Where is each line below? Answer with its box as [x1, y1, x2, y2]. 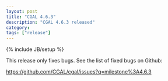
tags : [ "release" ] [6, 30, 51, 36]
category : [6, 24, 30, 31]
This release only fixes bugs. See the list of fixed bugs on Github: [6, 57, 163, 64]
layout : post [6, 8, 38, 14]
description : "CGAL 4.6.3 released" [6, 19, 95, 25]
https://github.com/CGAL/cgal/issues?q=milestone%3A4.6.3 [6, 68, 152, 75]
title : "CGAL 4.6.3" [6, 14, 57, 20]
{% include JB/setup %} [6, 46, 64, 53]
